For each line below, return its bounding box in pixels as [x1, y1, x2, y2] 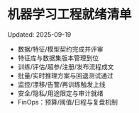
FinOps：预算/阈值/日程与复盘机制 [17, 97, 118, 106]
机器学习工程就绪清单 [7, 6, 133, 23]
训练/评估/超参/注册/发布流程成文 [17, 62, 114, 71]
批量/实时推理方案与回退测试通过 [17, 71, 113, 80]
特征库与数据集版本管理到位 [17, 54, 99, 62]
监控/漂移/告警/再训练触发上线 [17, 80, 106, 88]
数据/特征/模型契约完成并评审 [17, 44, 104, 53]
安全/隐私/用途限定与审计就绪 [17, 89, 104, 97]
